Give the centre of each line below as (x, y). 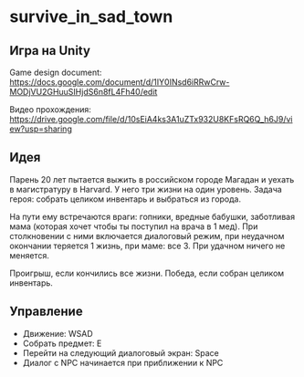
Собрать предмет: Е (62, 343)
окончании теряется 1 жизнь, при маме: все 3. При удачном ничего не (147, 246)
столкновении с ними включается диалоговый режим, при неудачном (147, 236)
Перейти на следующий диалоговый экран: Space (121, 352)
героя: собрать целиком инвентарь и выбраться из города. (126, 199)
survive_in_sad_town (91, 17)
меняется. (30, 255)
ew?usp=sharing (41, 129)
